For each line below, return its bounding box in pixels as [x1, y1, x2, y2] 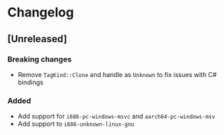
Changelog [7, 4, 74, 21]
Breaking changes [7, 54, 72, 64]
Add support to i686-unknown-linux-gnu [17, 119, 135, 129]
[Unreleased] [7, 33, 68, 45]
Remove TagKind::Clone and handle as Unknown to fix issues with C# [17, 70, 217, 79]
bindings [17, 78, 44, 86]
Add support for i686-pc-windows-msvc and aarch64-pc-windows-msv [17, 112, 215, 121]
